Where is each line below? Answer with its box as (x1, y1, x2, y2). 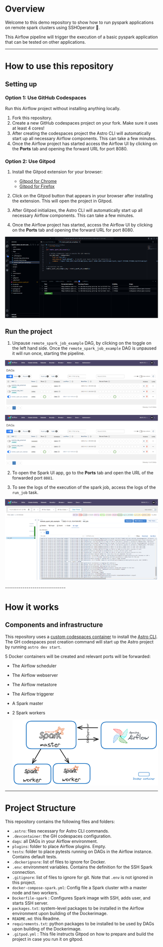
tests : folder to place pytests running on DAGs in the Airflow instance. (12, 849, 153, 854)
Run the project (5, 327, 52, 336)
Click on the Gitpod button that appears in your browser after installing (12, 193, 153, 199)
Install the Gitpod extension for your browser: (12, 169, 103, 175)
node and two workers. (12, 890, 59, 896)
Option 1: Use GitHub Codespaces (5, 95, 86, 101)
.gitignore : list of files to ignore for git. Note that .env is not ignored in (12, 874, 153, 880)
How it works (5, 601, 59, 612)
